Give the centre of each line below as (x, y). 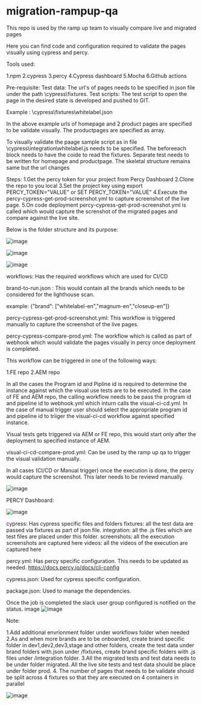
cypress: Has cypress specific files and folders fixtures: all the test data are (100, 523)
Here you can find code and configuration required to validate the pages (96, 46)
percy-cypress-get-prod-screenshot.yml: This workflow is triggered (91, 318)
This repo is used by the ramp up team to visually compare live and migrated (102, 28)
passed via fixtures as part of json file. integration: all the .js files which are (99, 530)
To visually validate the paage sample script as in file (72, 142)
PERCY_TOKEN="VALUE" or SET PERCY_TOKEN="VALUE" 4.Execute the (97, 192)
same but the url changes (38, 167)
